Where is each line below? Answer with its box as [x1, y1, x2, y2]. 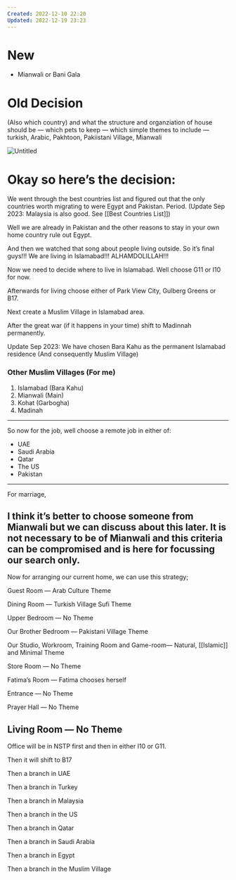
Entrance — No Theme [7, 689, 74, 698]
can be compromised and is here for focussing [7, 543, 216, 555]
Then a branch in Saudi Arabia [7, 838, 95, 846]
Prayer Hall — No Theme [7, 703, 79, 711]
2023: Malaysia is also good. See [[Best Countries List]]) [7, 210, 171, 218]
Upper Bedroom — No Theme [7, 613, 93, 623]
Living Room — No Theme [7, 723, 123, 735]
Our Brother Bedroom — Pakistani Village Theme [7, 627, 149, 636]
